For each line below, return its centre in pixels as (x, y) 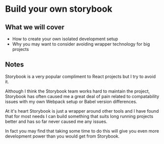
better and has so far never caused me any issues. (56, 121)
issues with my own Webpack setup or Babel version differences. (71, 101)
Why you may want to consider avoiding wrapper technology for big (81, 44)
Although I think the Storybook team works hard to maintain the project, (78, 91)
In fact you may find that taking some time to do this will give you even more (82, 131)
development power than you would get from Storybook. (62, 136)
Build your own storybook (59, 9)
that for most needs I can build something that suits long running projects (79, 116)
